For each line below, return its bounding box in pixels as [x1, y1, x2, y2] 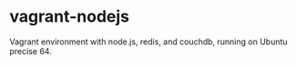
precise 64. [9, 45, 52, 56]
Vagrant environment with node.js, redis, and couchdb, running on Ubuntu [9, 36, 289, 47]
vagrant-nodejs [9, 6, 130, 27]
